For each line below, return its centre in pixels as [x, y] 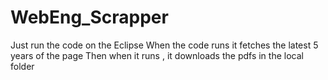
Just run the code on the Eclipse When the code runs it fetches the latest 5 [164, 45]
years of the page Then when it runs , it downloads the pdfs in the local [157, 55]
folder [22, 66]
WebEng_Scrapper [89, 17]
